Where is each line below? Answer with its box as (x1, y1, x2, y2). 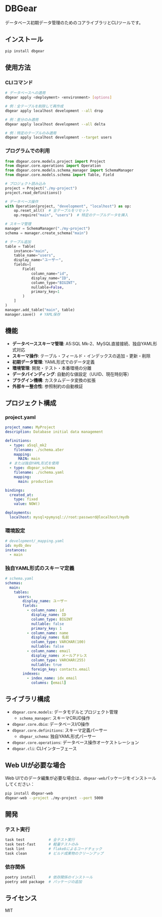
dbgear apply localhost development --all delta (5, 121, 106, 127)
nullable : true (31, 662, 62, 667)
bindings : (5, 488, 25, 493)
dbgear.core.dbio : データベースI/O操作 (12, 721, 90, 727)
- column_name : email (26, 649, 71, 654)
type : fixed (14, 497, 38, 502)
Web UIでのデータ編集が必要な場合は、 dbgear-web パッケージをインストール (5, 775, 157, 781)
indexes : (22, 671, 40, 676)
